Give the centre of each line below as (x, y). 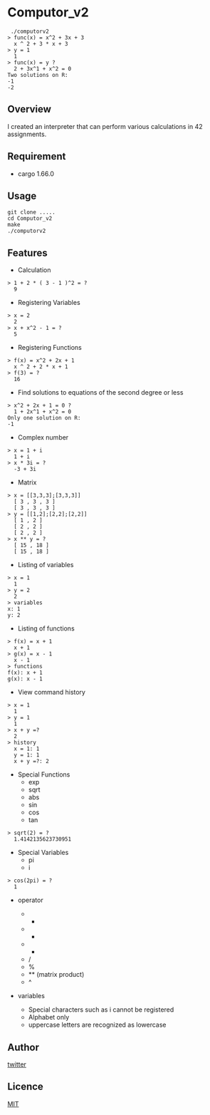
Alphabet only (49, 1017)
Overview (30, 109)
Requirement (37, 156)
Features (27, 253)
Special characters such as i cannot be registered (101, 1010)
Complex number (43, 437)
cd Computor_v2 (30, 219)
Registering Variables (49, 303)
